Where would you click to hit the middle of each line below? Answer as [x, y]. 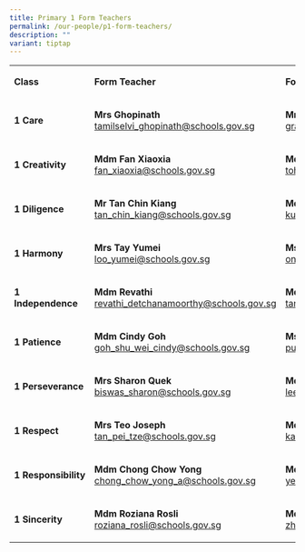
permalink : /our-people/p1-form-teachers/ [91, 26]
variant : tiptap [40, 43]
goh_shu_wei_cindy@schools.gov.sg [172, 348]
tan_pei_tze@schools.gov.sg [155, 437]
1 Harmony [39, 254]
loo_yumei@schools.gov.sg [152, 259]
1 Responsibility [50, 476]
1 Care [29, 121]
